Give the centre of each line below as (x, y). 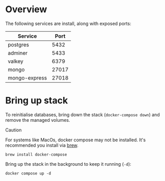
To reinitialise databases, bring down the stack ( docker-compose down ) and (82, 114)
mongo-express (28, 77)
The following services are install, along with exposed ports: (68, 23)
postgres (19, 44)
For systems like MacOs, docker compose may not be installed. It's (76, 140)
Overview (26, 9)
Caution (13, 130)
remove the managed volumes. (38, 120)
